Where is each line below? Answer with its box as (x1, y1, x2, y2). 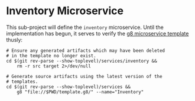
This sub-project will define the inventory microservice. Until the (6, 24, 164, 31)
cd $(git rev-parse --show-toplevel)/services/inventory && (6, 58, 158, 64)
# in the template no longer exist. (6, 53, 96, 58)
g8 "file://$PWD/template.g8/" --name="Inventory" (17, 89, 144, 95)
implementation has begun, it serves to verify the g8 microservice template (6, 30, 189, 37)
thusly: (6, 36, 22, 43)
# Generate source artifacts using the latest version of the (6, 73, 162, 79)
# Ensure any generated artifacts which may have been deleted (6, 47, 165, 54)
